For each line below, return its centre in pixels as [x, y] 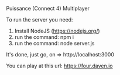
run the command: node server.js [54, 43]
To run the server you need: [40, 19]
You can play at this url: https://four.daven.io [59, 66]
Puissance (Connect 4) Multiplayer [48, 8]
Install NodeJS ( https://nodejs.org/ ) [57, 31]
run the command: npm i [44, 37]
